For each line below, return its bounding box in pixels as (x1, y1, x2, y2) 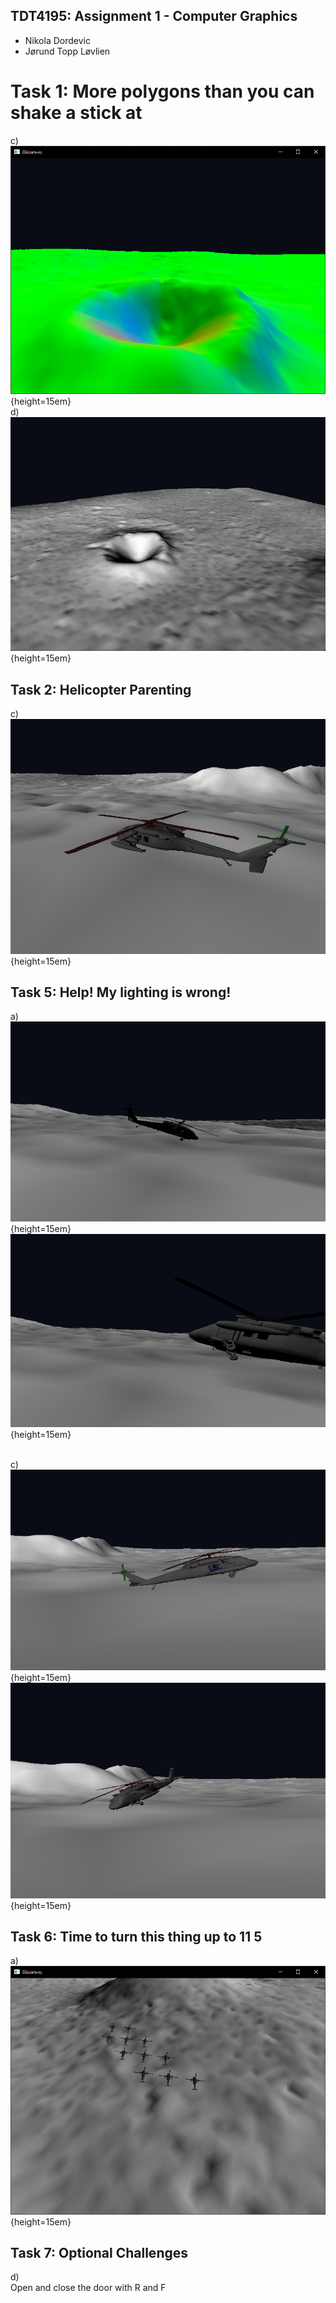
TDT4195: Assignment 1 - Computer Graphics (10, 8, 298, 25)
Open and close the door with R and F (10, 2282, 167, 2294)
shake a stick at (10, 102, 143, 124)
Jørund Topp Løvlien (24, 45, 111, 57)
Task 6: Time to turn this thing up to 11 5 (10, 1928, 263, 1945)
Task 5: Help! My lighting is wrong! (10, 984, 232, 1001)
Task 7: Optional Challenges (10, 2244, 188, 2261)
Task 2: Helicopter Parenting (10, 681, 192, 698)
